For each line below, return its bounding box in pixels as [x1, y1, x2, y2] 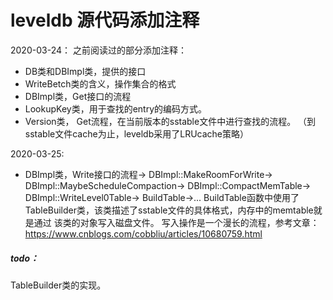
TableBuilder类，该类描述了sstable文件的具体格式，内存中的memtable [24, 204, 314, 216]
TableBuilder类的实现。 [10, 279, 107, 291]
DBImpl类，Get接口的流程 [24, 90, 132, 102]
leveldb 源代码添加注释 [10, 9, 200, 32]
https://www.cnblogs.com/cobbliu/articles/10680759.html [24, 227, 263, 240]
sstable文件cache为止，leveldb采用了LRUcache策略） [24, 127, 249, 140]
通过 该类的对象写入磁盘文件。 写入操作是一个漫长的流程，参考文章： [33, 216, 320, 228]
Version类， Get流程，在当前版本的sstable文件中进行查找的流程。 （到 [24, 115, 317, 127]
